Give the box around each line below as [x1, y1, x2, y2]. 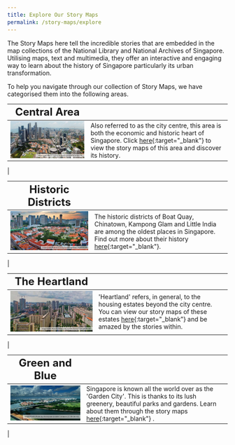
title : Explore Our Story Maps [7, 11, 99, 18]
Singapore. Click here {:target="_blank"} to [90, 136, 212, 144]
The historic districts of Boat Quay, [94, 212, 194, 221]
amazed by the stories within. [98, 322, 183, 331]
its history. [90, 151, 121, 159]
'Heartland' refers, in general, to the [98, 293, 201, 301]
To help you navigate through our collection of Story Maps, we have [7, 82, 203, 90]
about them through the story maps [86, 406, 188, 415]
